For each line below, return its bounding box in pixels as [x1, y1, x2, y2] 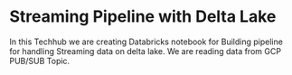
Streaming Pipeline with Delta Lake [9, 6, 277, 27]
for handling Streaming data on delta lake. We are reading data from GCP [9, 45, 282, 56]
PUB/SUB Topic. [9, 55, 71, 66]
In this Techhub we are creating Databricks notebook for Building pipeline [9, 36, 283, 47]
